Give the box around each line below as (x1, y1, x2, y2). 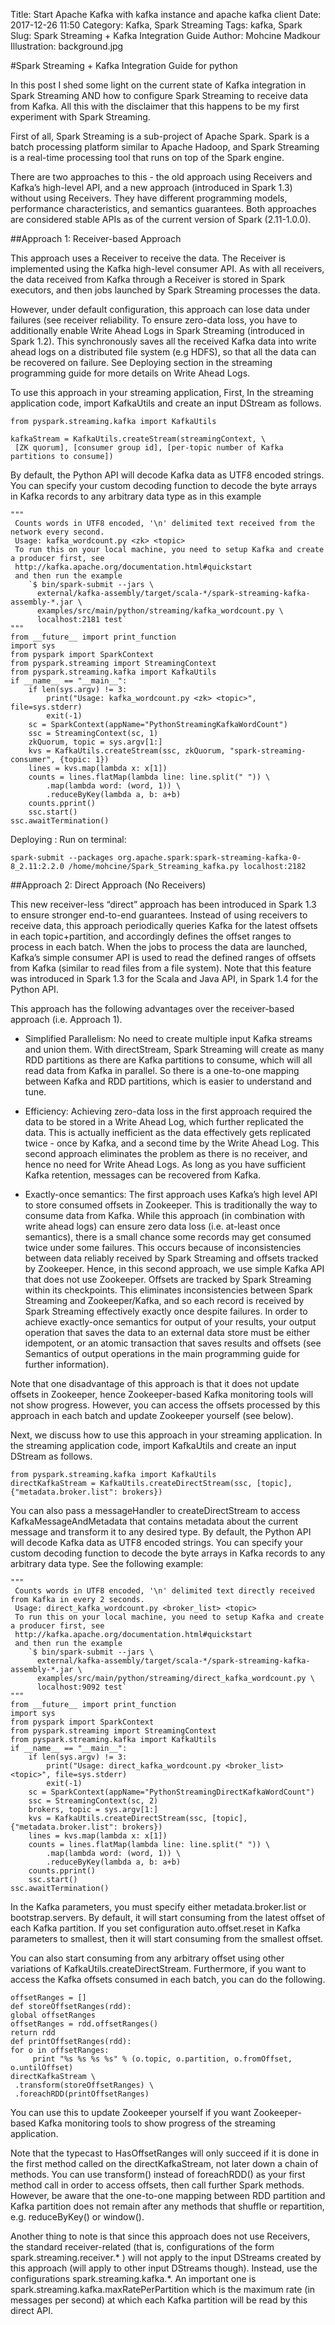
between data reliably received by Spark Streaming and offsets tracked (24, 1252, 319, 1264)
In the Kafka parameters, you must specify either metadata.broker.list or (10, 1901, 307, 1913)
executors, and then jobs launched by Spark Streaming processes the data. (10, 284, 321, 296)
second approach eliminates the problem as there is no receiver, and (24, 1148, 308, 1159)
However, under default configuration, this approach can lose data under (10, 304, 311, 315)
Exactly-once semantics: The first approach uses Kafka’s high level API (24, 1189, 318, 1200)
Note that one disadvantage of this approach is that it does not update (10, 1378, 300, 1389)
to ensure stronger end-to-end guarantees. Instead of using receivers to (10, 909, 308, 921)
